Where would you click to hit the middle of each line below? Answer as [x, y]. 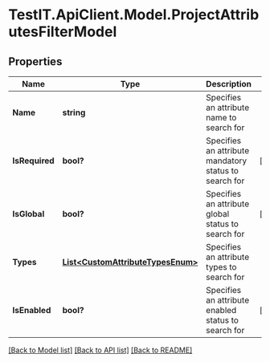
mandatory [227, 161]
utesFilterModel [63, 32]
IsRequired [33, 161]
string [74, 112]
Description [229, 84]
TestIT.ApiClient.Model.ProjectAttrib [134, 15]
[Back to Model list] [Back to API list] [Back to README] [100, 350]
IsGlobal [29, 214]
